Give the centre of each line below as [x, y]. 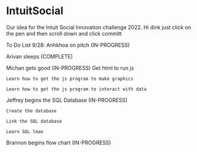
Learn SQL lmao [25, 131]
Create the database [32, 111]
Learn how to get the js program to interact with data [76, 89]
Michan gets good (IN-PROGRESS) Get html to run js [70, 68]
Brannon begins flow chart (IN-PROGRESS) [59, 143]
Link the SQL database [34, 121]
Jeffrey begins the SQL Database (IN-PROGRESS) [67, 100]
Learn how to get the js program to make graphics [70, 79]
